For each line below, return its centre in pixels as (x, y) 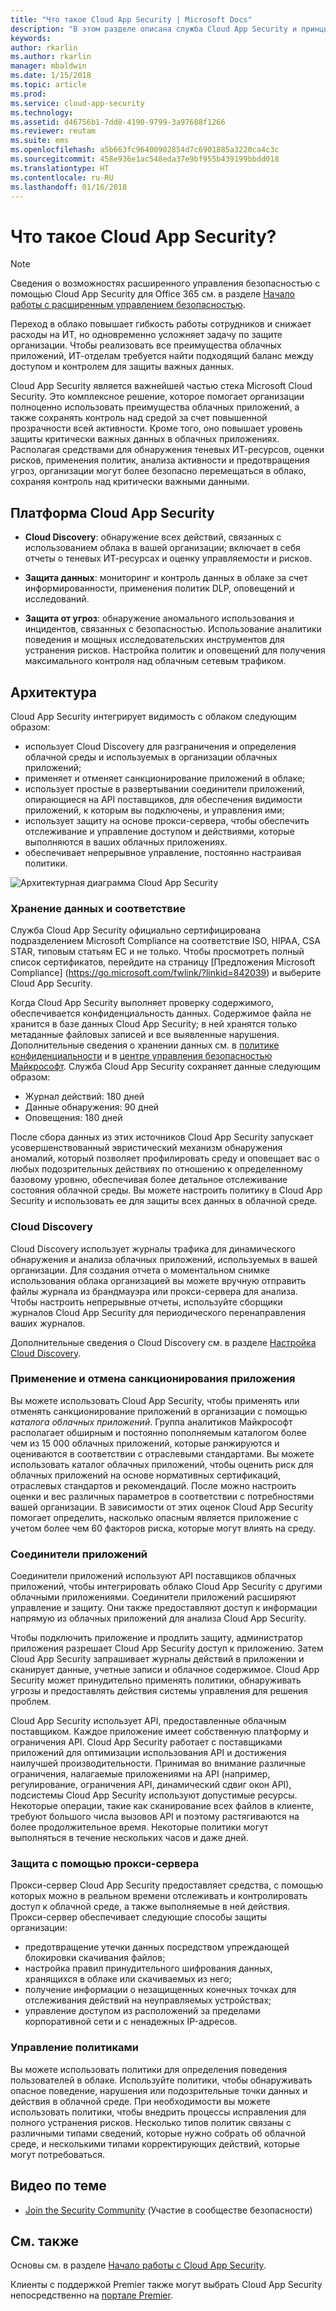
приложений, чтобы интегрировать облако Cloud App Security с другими (166, 1587)
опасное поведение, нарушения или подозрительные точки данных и (159, 2090)
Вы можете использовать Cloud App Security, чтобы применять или (155, 1400)
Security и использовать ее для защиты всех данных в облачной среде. (164, 1201)
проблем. (31, 1702)
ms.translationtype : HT (60, 168)
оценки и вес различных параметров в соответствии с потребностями (162, 1496)
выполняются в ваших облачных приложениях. (126, 842)
